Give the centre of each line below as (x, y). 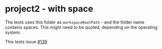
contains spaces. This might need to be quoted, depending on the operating (81, 27)
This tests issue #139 (26, 41)
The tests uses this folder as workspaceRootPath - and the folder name (75, 22)
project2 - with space (49, 9)
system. (13, 32)
